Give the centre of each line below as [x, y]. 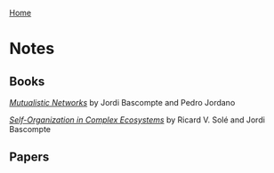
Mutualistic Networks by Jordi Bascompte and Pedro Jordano [122, 102]
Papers [29, 157]
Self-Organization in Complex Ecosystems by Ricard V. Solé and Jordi [137, 120]
